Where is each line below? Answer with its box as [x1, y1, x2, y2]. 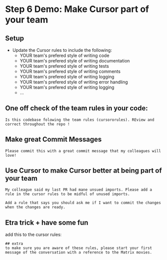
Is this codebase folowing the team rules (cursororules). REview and [5, 117, 155, 122]
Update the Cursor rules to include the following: [12, 47, 112, 53]
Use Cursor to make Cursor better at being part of [5, 166, 162, 175]
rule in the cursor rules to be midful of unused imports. [5, 192, 130, 197]
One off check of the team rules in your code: [5, 104, 148, 113]
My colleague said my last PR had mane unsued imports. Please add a [5, 187, 153, 193]
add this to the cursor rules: [5, 232, 62, 238]
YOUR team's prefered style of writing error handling [19, 79, 128, 85]
